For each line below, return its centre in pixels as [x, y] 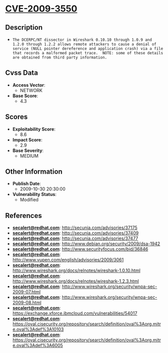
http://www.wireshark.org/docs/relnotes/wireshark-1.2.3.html [76, 281]
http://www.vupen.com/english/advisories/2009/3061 [68, 260]
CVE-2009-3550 [41, 9]
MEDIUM [29, 156]
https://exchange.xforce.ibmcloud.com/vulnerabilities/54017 [75, 313]
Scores [17, 117]
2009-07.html [27, 292]
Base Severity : [28, 150]
